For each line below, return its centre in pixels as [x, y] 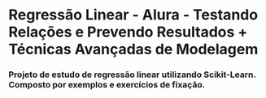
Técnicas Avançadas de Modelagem [133, 49]
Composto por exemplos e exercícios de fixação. [107, 85]
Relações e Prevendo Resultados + [128, 32]
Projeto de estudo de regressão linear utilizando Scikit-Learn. [132, 75]
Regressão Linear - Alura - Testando [133, 15]
